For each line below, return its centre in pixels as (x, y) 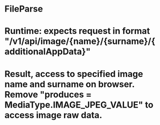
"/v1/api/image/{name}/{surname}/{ (80, 41)
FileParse (24, 9)
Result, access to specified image (74, 74)
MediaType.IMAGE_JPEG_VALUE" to (79, 105)
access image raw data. (53, 115)
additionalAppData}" (48, 52)
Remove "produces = (48, 94)
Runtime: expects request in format (77, 31)
